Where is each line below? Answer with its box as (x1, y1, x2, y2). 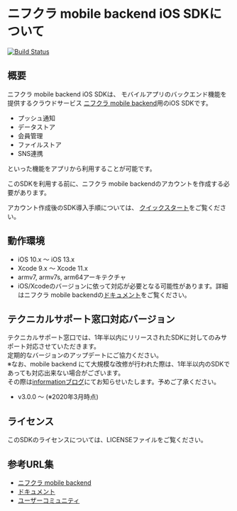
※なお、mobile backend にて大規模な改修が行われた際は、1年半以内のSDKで (7, 360, 231, 369)
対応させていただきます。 (26, 342, 101, 351)
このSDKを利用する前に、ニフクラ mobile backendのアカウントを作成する (7, 179, 224, 188)
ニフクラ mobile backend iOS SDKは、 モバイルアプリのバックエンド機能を (7, 89, 227, 99)
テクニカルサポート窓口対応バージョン (7, 313, 175, 325)
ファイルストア (17, 140, 62, 149)
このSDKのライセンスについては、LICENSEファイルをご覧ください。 (7, 436, 207, 444)
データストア (17, 123, 55, 131)
